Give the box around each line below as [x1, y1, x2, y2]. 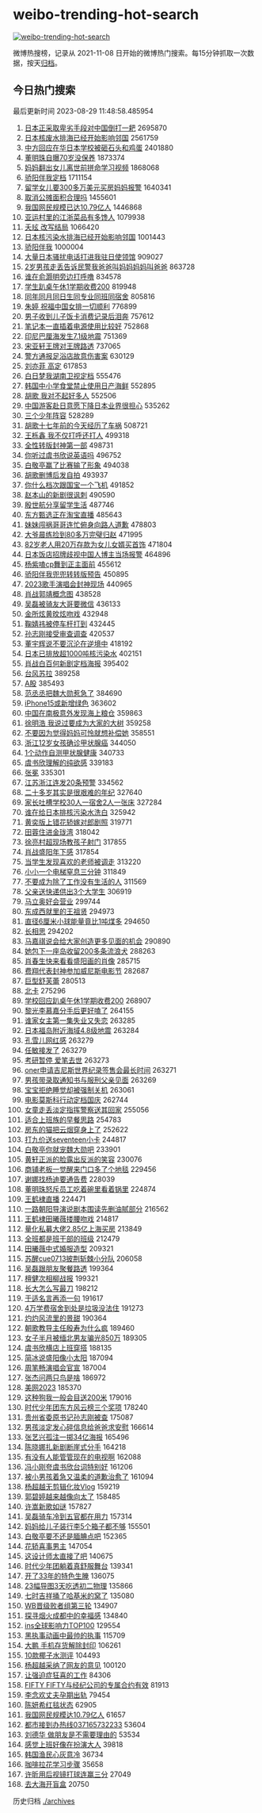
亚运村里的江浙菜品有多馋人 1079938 [24, 212, 146, 221]
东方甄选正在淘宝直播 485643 [24, 509, 123, 519]
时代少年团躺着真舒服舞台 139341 [24, 1561, 133, 1570]
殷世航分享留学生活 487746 [24, 500, 115, 509]
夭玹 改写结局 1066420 [24, 222, 100, 232]
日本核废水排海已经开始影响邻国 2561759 [24, 133, 159, 142]
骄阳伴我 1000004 [24, 242, 84, 252]
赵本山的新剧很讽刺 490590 [24, 490, 116, 499]
